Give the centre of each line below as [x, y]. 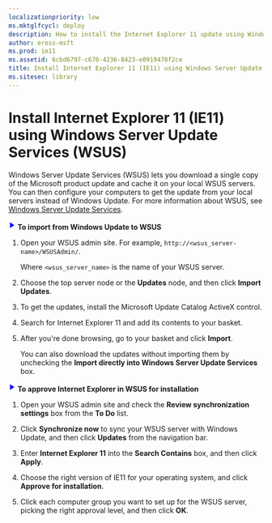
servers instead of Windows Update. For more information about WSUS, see [136, 200]
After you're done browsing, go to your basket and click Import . [126, 338]
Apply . [32, 461]
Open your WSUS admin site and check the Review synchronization [134, 404]
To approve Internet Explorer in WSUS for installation [108, 389]
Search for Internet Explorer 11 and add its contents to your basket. [131, 322]
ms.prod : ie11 [32, 51]
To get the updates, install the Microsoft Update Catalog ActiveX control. [141, 307]
